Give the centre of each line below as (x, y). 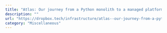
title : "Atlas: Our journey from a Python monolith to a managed (74, 9)
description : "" (22, 14)
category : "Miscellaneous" (33, 23)
